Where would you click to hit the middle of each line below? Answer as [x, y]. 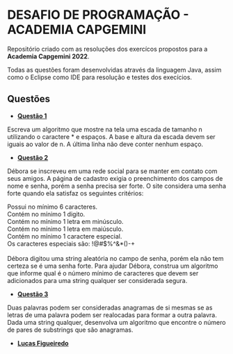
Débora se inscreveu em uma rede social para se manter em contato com [112, 171]
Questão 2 [33, 157]
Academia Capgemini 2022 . [48, 56]
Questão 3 [33, 294]
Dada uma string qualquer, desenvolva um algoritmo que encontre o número [116, 322]
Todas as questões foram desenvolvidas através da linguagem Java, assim [114, 70]
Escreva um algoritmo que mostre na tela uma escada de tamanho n [105, 129]
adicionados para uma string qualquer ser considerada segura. [97, 280]
